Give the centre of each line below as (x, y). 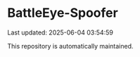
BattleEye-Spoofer (63, 13)
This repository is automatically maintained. (70, 46)
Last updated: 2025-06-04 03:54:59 (61, 32)
